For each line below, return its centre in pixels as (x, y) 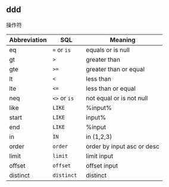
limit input (100, 156)
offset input (102, 166)
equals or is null (108, 50)
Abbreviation (28, 40)
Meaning (123, 40)
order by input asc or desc (123, 146)
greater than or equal (115, 69)
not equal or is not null (117, 98)
